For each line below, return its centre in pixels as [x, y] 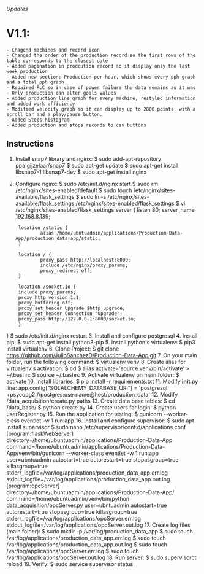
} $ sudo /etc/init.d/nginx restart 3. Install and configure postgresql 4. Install [102, 335]
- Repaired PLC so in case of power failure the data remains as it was [101, 87]
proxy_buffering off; [46, 303]
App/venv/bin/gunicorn [36, 453]
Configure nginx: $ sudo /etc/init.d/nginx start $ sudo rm [87, 184]
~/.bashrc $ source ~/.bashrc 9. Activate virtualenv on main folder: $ [93, 374]
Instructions [30, 144]
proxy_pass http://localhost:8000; [85, 260]
